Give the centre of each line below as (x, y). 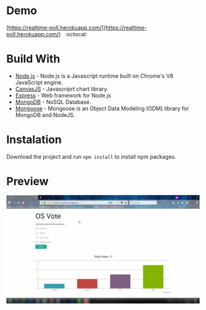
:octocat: (76, 34)
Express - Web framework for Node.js (63, 95)
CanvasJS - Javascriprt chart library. (62, 89)
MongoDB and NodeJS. (45, 115)
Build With (33, 59)
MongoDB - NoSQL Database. (53, 102)
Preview (28, 181)
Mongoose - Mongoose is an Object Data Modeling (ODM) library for (102, 108)
